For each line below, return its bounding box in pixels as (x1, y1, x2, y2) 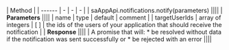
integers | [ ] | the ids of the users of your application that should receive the (6, 21, 222, 28)
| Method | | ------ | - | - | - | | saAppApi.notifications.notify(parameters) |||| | (6, 7, 223, 14)
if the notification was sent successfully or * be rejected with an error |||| (6, 35, 212, 43)
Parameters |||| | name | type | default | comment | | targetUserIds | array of (6, 14, 221, 22)
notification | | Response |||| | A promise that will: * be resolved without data (6, 28, 222, 36)
